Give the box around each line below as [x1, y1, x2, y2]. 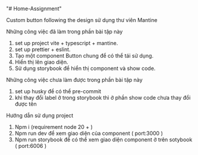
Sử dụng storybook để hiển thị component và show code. [14, 65, 156, 72]
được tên [14, 100, 37, 107]
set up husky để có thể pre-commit [14, 88, 102, 94]
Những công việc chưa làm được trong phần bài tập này [6, 77, 143, 83]
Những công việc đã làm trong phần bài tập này [6, 28, 123, 35]
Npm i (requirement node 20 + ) [14, 124, 93, 130]
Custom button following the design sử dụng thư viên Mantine [6, 17, 158, 23]
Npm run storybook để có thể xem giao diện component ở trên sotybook [14, 136, 193, 143]
